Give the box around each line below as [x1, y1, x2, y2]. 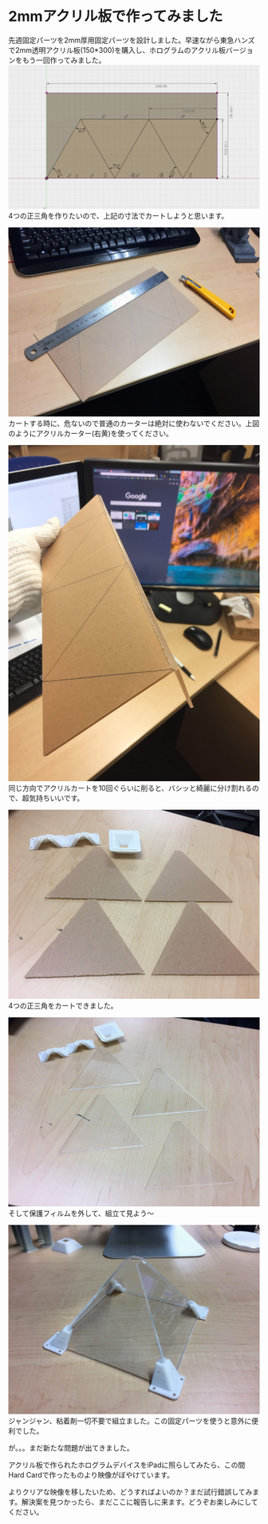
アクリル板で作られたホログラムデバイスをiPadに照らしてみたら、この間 [8, 1460, 246, 1470]
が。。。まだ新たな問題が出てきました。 [8, 1442, 134, 1453]
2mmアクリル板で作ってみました [8, 7, 223, 26]
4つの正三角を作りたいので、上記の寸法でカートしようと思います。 [8, 211, 229, 220]
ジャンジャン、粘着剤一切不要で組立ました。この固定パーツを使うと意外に [8, 1416, 252, 1426]
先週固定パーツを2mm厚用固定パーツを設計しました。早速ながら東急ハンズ [8, 35, 255, 45]
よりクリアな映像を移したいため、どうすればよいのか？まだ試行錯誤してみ [8, 1486, 253, 1497]
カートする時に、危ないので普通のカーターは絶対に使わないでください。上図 [8, 418, 260, 428]
